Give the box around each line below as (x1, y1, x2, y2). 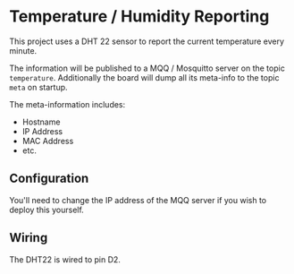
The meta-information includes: (9, 98, 126, 109)
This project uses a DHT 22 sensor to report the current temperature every (9, 36, 284, 47)
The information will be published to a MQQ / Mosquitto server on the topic (9, 63, 286, 73)
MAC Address (21, 135, 74, 146)
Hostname (21, 116, 61, 127)
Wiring (9, 230, 48, 245)
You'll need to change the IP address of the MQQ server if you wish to (9, 194, 266, 205)
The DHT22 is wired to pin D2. (9, 253, 121, 265)
